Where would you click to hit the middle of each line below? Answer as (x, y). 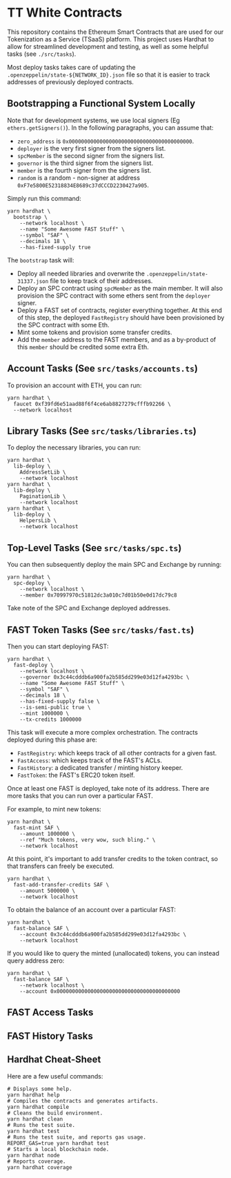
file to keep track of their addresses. (101, 280)
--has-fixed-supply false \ (60, 702)
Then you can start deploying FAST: (58, 646)
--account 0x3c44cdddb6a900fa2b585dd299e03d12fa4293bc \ (103, 934)
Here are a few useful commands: (55, 1076)
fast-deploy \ (33, 665)
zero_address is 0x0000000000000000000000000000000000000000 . (106, 141)
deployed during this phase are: (52, 740)
